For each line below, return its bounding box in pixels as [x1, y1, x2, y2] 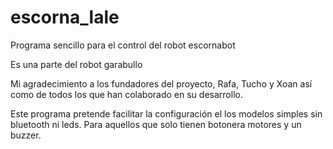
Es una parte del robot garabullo [10, 58, 143, 70]
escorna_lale [10, 6, 120, 29]
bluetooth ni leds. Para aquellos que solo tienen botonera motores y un [10, 118, 302, 130]
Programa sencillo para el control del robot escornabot [10, 39, 236, 51]
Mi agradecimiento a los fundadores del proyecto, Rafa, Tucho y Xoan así [10, 77, 313, 90]
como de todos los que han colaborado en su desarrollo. [10, 88, 243, 100]
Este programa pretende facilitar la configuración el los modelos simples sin [10, 107, 323, 120]
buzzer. [10, 129, 42, 141]
